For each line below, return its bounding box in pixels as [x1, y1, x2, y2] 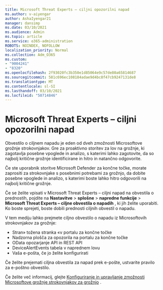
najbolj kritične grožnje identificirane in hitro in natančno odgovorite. [5, 156, 142, 162]
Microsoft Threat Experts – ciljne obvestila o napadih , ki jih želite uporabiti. [5, 200, 159, 206]
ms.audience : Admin [5, 30, 45, 34]
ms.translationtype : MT [5, 79, 54, 84]
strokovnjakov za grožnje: [5, 220, 57, 226]
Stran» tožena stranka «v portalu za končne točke [12, 229, 112, 236]
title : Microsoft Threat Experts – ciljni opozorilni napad [5, 7, 130, 12]
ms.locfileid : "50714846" [5, 93, 57, 98]
